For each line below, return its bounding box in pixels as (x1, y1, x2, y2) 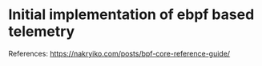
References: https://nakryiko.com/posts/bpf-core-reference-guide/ (8, 49, 231, 58)
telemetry (8, 22, 75, 41)
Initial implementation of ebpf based (8, 6, 255, 24)
